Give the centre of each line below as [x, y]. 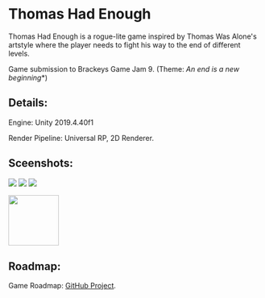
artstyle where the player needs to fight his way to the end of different [124, 44]
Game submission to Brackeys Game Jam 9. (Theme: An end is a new [124, 68]
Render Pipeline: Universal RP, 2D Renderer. [81, 138]
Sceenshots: [41, 163]
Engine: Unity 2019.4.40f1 [51, 122]
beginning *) [28, 77]
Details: [28, 103]
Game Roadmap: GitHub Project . [62, 286]
